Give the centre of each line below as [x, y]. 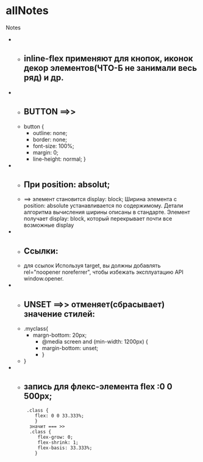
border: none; [50, 139]
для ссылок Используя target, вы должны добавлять [92, 266]
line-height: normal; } [59, 159]
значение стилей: [59, 314]
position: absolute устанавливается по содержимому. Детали [103, 206]
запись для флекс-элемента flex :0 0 [98, 387]
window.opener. [44, 279]
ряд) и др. [44, 78]
